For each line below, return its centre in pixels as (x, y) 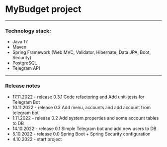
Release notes (23, 86)
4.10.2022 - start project (37, 139)
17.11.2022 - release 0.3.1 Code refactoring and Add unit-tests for (78, 97)
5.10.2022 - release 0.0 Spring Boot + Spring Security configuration (81, 134)
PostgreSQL (25, 63)
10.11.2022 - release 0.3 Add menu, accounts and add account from (81, 107)
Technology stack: (28, 31)
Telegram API (26, 68)
